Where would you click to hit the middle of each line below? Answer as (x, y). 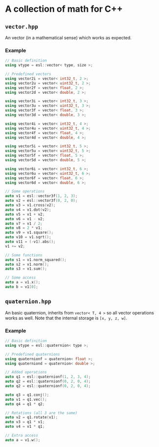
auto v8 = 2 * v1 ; (24, 228)
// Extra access (22, 436)
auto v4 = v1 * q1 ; (25, 427)
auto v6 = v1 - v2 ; (25, 219)
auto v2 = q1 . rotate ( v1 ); (31, 418)
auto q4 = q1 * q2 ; (25, 404)
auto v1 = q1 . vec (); (26, 399)
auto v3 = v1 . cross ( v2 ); (30, 205)
